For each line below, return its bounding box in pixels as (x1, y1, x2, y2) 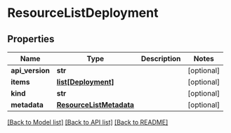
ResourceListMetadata (56, 100, 135, 110)
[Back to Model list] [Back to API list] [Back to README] (7, 118, 169, 126)
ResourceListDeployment (7, 5, 159, 21)
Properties (7, 33, 55, 45)
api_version (11, 65, 51, 75)
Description (140, 54, 181, 63)
